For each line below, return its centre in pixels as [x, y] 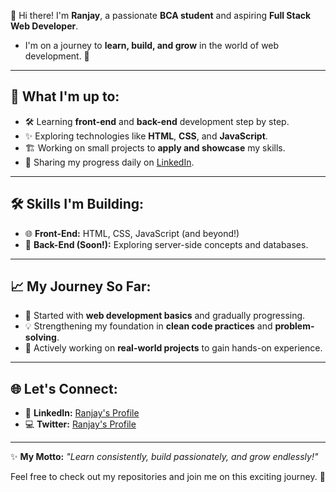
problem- [294, 326]
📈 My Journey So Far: [81, 286]
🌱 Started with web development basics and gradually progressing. [165, 316]
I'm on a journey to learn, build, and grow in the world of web [152, 45]
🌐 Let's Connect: [64, 388]
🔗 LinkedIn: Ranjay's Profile [82, 413]
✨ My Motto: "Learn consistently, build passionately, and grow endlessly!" [164, 457]
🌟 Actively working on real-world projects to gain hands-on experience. [173, 348]
